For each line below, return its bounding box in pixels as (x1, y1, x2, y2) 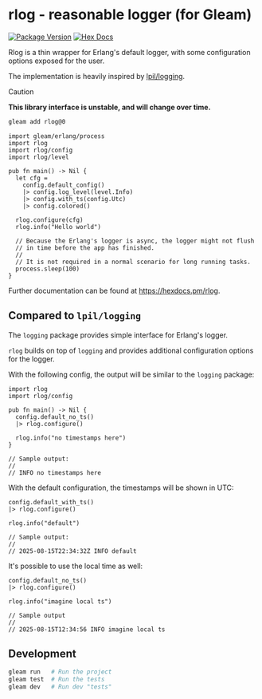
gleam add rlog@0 (8, 117, 66, 125)
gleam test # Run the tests (8, 676, 105, 684)
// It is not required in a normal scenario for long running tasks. (15, 258, 251, 266)
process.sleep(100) (15, 265, 80, 273)
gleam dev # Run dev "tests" (8, 683, 112, 691)
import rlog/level (8, 153, 69, 161)
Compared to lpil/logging (8, 309, 142, 322)
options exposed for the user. (8, 56, 105, 65)
